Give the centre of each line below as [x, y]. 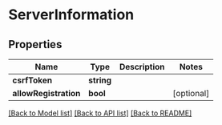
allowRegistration [46, 93]
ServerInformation [71, 15]
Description [142, 67]
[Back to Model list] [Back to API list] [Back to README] [100, 113]
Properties [35, 44]
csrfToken [32, 80]
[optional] [191, 93]
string [100, 80]
